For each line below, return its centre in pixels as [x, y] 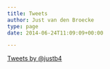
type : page [23, 26]
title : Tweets [28, 13]
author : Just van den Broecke [51, 20]
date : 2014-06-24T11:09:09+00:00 [55, 33]
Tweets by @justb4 [35, 59]
